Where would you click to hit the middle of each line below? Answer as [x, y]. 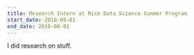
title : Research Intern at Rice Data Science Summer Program [97, 13]
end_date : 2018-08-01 [38, 26]
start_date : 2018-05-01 [42, 20]
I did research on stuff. [39, 46]
